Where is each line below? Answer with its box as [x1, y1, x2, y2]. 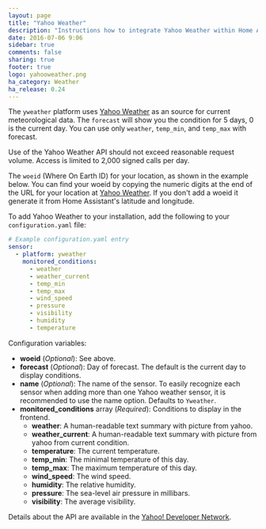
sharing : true [8, 56, 55, 64]
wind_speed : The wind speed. [31, 471, 131, 481]
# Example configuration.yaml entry [8, 235, 129, 244]
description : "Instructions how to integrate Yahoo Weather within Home [8, 26, 253, 34]
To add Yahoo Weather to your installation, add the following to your [8, 211, 230, 222]
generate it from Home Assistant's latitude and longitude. [8, 196, 195, 206]
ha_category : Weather [8, 78, 80, 86]
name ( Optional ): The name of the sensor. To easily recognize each [19, 379, 241, 388]
